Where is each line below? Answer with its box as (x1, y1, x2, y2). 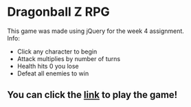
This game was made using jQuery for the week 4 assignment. (7, 27, 184, 35)
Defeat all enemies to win (16, 69, 89, 78)
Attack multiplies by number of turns (16, 54, 121, 62)
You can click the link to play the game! (7, 89, 178, 101)
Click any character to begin (16, 47, 98, 56)
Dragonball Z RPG (7, 4, 110, 20)
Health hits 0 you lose (16, 62, 79, 70)
